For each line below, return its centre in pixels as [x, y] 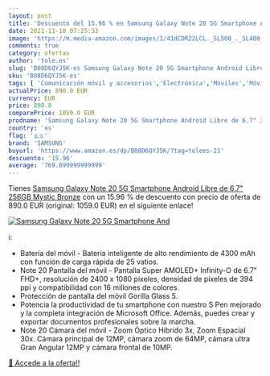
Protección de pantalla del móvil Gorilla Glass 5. [99, 296]
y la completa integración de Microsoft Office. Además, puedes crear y [137, 313]
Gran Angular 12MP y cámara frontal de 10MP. [96, 348]
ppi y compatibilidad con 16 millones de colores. [99, 287]
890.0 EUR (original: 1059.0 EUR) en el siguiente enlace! [101, 205]
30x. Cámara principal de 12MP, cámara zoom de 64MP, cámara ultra [135, 339]
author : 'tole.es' [39, 61]
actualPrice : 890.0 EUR [48, 91]
